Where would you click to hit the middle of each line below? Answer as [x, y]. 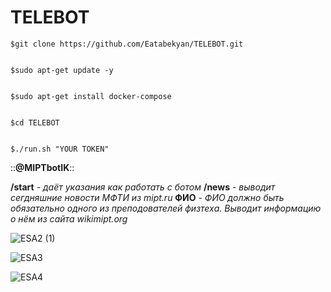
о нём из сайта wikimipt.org [69, 218]
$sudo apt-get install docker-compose [91, 96]
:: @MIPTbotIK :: [42, 167]
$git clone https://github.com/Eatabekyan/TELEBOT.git [127, 44]
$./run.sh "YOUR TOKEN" [60, 149]
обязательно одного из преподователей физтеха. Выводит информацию [166, 208]
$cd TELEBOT [35, 122]
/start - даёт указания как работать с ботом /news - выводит [143, 187]
